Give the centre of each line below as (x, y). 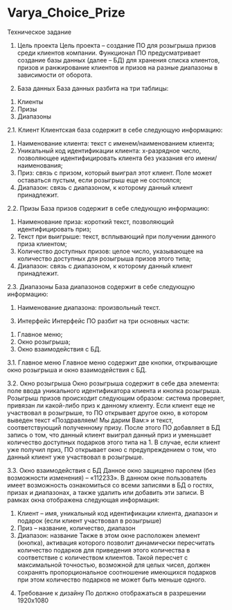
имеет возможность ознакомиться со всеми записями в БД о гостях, (111, 485)
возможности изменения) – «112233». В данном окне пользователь (107, 478)
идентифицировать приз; (54, 229)
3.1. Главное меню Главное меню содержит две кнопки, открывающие (113, 363)
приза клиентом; (42, 243)
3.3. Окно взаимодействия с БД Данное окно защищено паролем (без (111, 470)
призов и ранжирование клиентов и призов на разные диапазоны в (117, 67)
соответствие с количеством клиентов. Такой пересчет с (102, 557)
